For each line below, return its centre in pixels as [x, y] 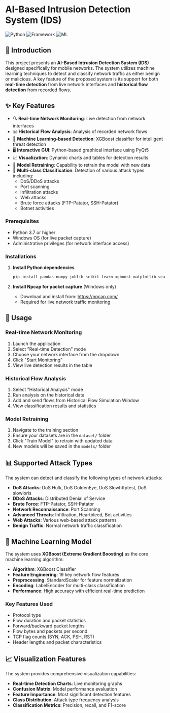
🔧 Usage [19, 318]
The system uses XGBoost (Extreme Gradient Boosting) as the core [77, 553]
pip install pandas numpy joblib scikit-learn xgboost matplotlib [84, 277]
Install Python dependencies [43, 268]
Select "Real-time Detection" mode [49, 349]
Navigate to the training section [45, 430]
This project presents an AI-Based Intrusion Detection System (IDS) [77, 63]
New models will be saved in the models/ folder [62, 446]
